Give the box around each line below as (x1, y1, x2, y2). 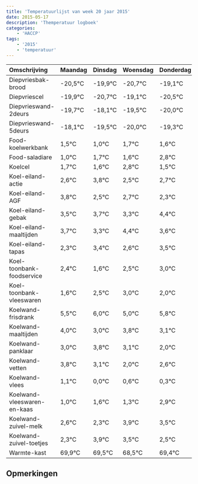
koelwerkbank (9, 143, 48, 152)
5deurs (9, 126, 29, 134)
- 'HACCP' (16, 31, 41, 37)
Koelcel (9, 163, 30, 171)
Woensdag (123, 65, 154, 74)
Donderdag (159, 65, 192, 74)
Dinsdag (93, 65, 117, 74)
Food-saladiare (9, 153, 52, 161)
